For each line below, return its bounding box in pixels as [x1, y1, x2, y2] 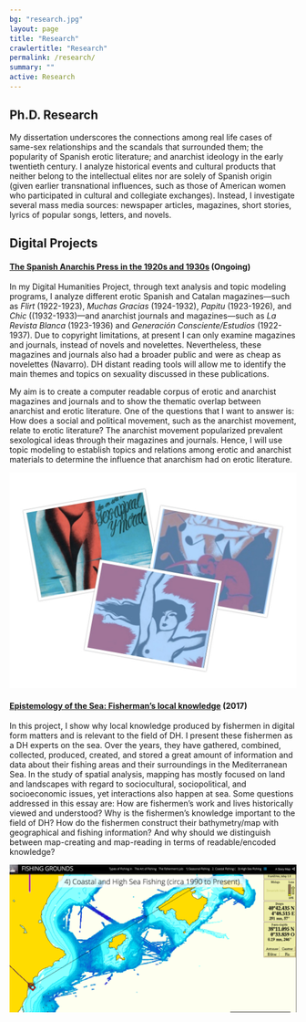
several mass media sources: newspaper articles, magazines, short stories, [9, 199, 292, 210]
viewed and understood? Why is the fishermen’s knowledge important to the [9, 808, 296, 819]
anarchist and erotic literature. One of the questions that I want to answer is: [9, 406, 294, 417]
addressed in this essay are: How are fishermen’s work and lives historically [9, 798, 294, 809]
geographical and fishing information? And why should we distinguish [9, 827, 271, 839]
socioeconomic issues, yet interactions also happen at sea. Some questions [9, 788, 294, 799]
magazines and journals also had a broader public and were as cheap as [9, 349, 281, 360]
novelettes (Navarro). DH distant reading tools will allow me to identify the [9, 359, 287, 370]
